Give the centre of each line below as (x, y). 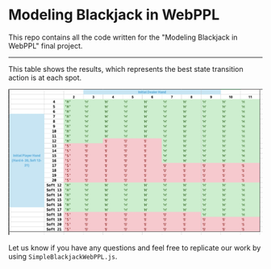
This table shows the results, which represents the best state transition (126, 69)
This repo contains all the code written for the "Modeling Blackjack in (123, 37)
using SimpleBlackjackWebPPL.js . (63, 257)
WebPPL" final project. (46, 45)
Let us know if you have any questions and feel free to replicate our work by (135, 248)
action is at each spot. (45, 78)
